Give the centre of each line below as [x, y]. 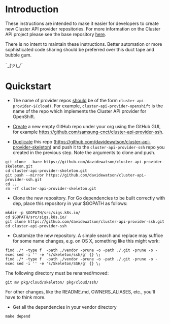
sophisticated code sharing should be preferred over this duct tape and [80, 49]
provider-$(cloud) [32, 106]
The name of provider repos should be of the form [65, 100]
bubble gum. [19, 55]
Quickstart [28, 86]
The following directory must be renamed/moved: [57, 273]
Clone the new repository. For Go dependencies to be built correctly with [89, 198]
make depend [18, 316]
